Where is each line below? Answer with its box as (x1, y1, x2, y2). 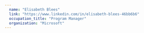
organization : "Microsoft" (9, 20, 65, 26)
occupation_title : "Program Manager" (9, 16, 87, 21)
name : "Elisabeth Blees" (9, 7, 60, 12)
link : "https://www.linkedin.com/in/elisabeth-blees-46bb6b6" (9, 12, 140, 16)
